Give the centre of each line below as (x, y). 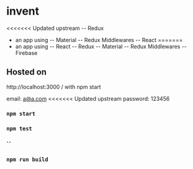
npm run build (27, 160)
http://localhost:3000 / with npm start (54, 87)
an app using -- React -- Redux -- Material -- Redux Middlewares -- (101, 46)
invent (23, 11)
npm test (19, 128)
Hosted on (27, 72)
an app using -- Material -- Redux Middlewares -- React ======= (99, 40)
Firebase (26, 52)
